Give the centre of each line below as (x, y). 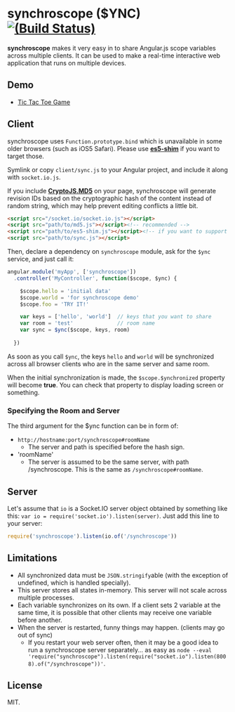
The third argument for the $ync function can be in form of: (93, 426)
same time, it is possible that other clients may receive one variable (114, 612)
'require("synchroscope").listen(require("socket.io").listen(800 (127, 656)
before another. (40, 620)
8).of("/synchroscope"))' (66, 664)
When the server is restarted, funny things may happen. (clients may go (121, 627)
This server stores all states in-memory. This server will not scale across (122, 590)
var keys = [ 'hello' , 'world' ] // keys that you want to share (116, 317)
